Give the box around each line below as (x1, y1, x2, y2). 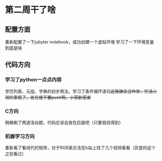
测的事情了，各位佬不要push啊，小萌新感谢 (5, 94, 91, 100)
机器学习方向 (5, 133, 35, 140)
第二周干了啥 (5, 4, 56, 16)
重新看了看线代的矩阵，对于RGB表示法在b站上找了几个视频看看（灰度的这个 (5, 145, 156, 151)
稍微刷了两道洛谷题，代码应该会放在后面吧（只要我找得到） (5, 119, 123, 125)
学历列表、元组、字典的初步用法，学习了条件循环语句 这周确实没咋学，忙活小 (5, 88, 157, 94)
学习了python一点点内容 (5, 76, 62, 83)
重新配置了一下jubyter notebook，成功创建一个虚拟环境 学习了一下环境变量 (5, 39, 154, 45)
